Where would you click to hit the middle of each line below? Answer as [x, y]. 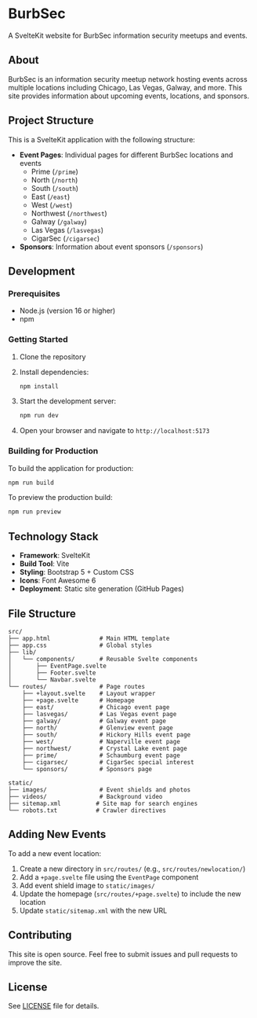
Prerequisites [34, 293]
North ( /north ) [54, 180]
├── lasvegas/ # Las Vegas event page [100, 714]
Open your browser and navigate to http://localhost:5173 [114, 431]
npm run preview [34, 512]
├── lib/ [22, 652]
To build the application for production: [71, 468]
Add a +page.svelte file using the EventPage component [109, 877]
